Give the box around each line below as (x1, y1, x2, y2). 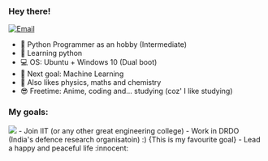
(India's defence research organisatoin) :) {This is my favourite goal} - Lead (8, 134, 262, 144)
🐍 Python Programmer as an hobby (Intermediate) (19, 40, 188, 49)
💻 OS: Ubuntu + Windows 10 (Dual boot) (19, 57, 158, 67)
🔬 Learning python (19, 49, 83, 58)
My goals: (8, 107, 49, 118)
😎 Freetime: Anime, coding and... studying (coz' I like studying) (19, 87, 233, 96)
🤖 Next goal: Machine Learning (19, 69, 124, 78)
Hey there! (8, 6, 51, 17)
